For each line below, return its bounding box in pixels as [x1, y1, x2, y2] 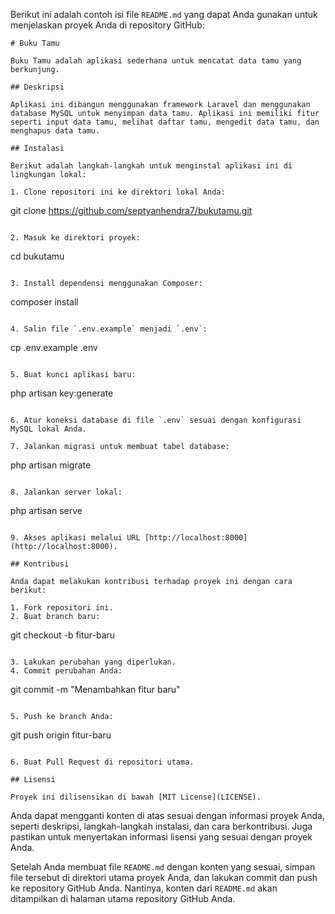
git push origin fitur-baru [10, 729, 112, 741]
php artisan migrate [10, 459, 92, 471]
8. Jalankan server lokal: [10, 487, 123, 497]
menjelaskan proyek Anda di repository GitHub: [10, 19, 205, 31]
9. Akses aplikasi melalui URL [10, 533, 141, 543]
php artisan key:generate [10, 387, 114, 399]
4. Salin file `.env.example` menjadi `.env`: [10, 324, 208, 334]
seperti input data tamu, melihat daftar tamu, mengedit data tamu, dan [10, 117, 320, 127]
